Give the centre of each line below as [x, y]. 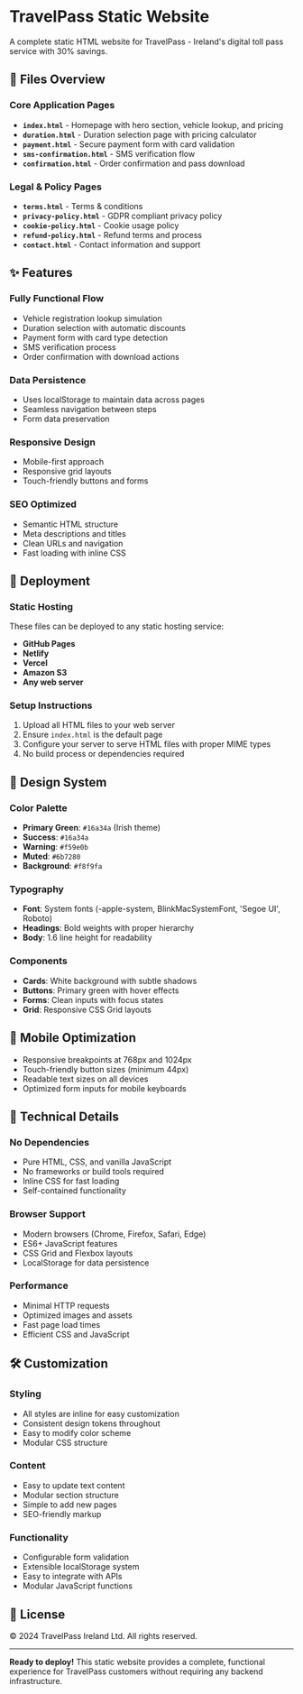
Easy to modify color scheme [77, 1432]
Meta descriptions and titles [74, 533]
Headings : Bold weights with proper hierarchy [108, 928]
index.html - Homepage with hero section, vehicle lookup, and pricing [153, 124]
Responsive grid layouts [67, 472]
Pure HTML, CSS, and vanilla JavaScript [97, 1162]
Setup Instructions [51, 705]
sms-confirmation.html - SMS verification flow [109, 153]
